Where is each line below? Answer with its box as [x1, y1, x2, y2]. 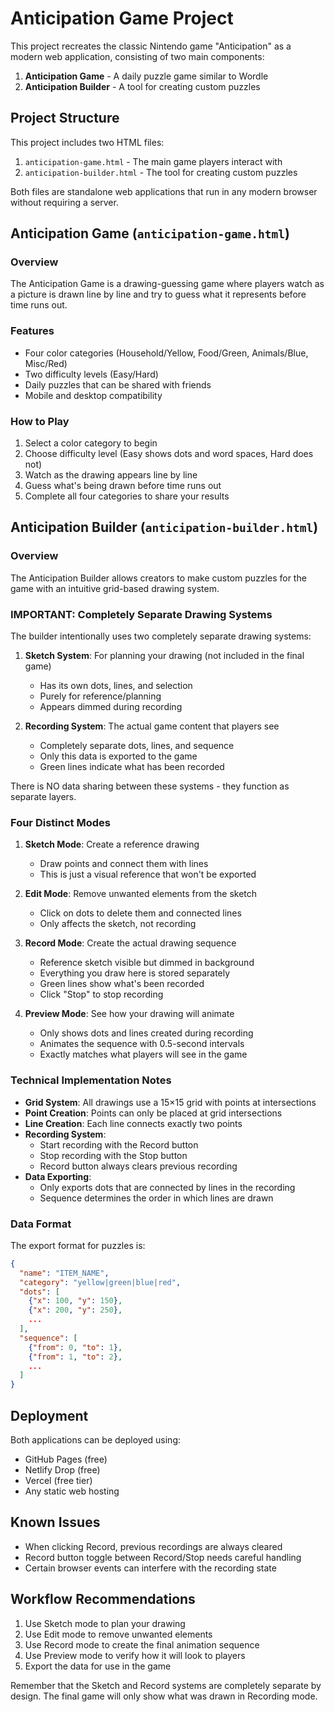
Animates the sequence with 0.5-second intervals [39, 1038, 245, 1050]
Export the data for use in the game [24, 1660, 172, 1672]
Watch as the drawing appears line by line [24, 469, 198, 481]
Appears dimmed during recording [39, 701, 183, 713]
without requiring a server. [10, 196, 119, 208]
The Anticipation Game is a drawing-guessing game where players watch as [10, 278, 325, 290]
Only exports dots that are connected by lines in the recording [39, 1181, 296, 1193]
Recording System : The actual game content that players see [24, 720, 280, 732]
